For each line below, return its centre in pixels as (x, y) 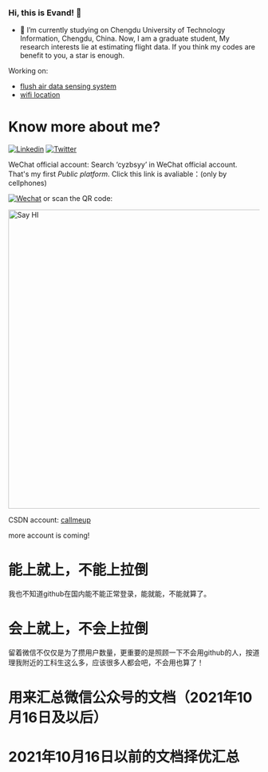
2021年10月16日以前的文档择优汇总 (124, 757)
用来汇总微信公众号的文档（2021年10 (130, 698)
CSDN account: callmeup (50, 520)
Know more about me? (85, 127)
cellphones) (28, 183)
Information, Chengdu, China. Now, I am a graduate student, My (124, 38)
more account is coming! (49, 536)
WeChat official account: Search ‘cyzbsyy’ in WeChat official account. (123, 165)
